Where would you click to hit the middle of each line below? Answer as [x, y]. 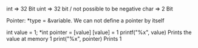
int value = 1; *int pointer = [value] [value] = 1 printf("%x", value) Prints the [99, 32]
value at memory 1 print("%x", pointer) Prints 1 [64, 39]
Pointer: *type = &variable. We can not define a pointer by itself [85, 20]
